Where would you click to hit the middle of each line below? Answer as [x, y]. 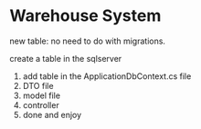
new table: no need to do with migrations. [88, 41]
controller [41, 104]
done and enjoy [52, 114]
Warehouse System [85, 16]
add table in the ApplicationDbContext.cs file [107, 76]
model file [42, 95]
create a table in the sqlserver [66, 58]
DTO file [38, 85]
